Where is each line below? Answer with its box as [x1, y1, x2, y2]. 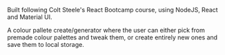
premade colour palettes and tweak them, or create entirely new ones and [7, 33, 218, 41]
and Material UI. [7, 13, 52, 21]
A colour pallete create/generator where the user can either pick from [7, 26, 206, 34]
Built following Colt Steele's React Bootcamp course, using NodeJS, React [7, 6, 219, 14]
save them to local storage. [7, 41, 84, 48]
